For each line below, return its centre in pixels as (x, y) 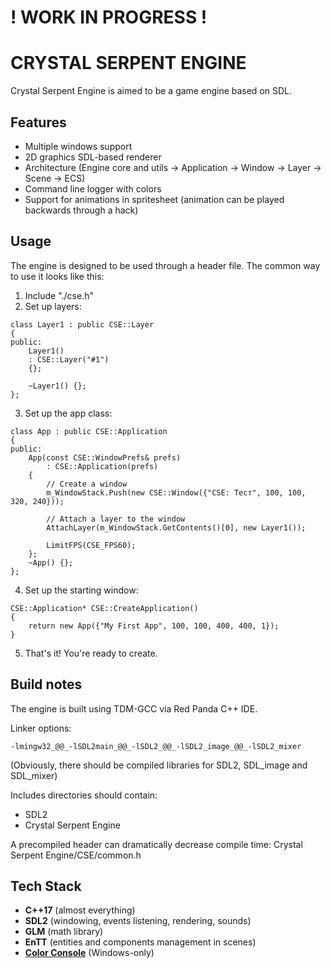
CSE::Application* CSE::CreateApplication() (104, 608)
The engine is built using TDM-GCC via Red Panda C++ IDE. (134, 708)
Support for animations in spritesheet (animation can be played (154, 199)
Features (38, 122)
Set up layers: (53, 306)
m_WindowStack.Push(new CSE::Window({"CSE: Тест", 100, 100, (176, 492)
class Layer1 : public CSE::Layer (82, 324)
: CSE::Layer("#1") (69, 359)
